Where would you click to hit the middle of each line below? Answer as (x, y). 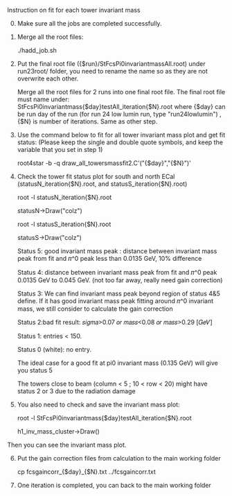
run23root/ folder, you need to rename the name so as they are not (112, 71)
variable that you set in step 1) (60, 149)
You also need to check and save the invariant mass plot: (98, 404)
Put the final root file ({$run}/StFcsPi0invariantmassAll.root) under (111, 64)
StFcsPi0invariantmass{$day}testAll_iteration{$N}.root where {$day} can (121, 106)
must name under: (43, 99)
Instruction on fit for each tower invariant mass (74, 10)
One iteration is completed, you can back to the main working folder (114, 485)
